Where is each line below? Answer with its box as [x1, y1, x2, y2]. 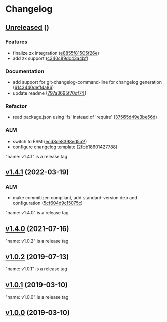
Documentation [5, 68, 45, 75]
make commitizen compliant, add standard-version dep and [12, 195, 138, 201]
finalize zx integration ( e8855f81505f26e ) [12, 50, 100, 56]
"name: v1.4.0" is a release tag [5, 210, 69, 216]
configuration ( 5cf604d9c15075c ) [12, 200, 83, 206]
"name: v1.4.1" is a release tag [5, 153, 68, 159]
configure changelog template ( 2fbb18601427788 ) [12, 144, 118, 150]
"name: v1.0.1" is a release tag [5, 266, 67, 272]
